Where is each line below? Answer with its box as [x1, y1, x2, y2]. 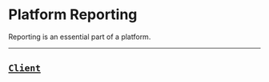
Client [8, 62, 42, 74]
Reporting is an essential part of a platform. [8, 32, 151, 41]
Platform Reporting [8, 6, 138, 24]
